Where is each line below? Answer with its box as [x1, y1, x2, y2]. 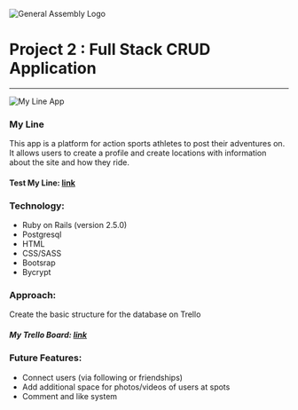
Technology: [9, 200, 65, 212]
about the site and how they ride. [9, 157, 130, 168]
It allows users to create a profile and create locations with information [9, 147, 267, 159]
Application [9, 59, 97, 79]
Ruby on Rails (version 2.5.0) [21, 220, 128, 231]
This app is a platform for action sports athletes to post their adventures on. [9, 138, 286, 149]
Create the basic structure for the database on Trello [9, 309, 201, 319]
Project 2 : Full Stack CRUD [9, 40, 211, 59]
